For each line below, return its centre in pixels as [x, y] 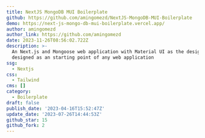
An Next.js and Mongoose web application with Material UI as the [98, 52]
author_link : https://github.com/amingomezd [64, 35]
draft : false [23, 103]
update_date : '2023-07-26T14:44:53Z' [54, 114]
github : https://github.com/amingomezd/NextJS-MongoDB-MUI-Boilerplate [99, 18]
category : [19, 92]
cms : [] [16, 86]
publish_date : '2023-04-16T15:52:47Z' [56, 108]
